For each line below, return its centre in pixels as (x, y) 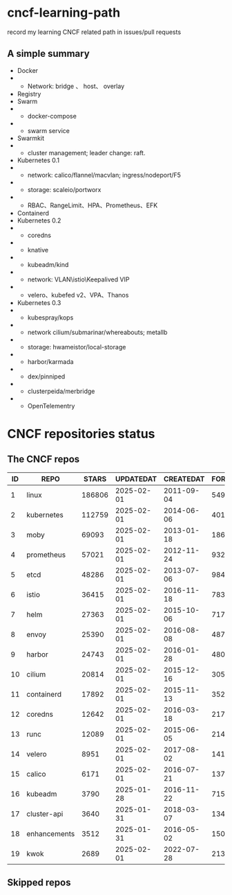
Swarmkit (31, 138)
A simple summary (48, 54)
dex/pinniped (46, 376)
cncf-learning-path (64, 13)
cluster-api (45, 814)
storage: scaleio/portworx (64, 189)
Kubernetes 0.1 (38, 160)
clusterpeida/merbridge (61, 391)
